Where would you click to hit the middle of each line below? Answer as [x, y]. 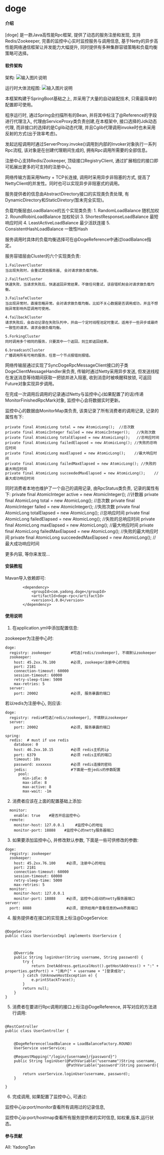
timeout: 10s [27, 759]
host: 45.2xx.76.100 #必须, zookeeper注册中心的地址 [72, 662]
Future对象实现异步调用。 [31, 383]
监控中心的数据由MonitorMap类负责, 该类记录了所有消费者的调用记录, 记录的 [82, 410]
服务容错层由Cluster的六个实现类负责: [43, 256]
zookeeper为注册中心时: [29, 638]
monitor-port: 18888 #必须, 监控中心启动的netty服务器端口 [75, 899]
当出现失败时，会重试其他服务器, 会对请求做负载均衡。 [53, 270]
